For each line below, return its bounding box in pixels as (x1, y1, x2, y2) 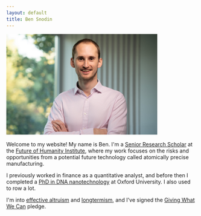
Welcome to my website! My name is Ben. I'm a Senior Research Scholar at (6, 141, 193, 148)
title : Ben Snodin (6, 16, 53, 22)
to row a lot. (6, 185, 36, 192)
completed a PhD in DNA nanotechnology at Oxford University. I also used (6, 178, 191, 186)
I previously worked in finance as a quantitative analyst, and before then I (6, 172, 188, 179)
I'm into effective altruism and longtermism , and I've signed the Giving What (6, 197, 195, 204)
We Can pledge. (6, 203, 46, 210)
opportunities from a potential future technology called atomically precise (6, 154, 189, 161)
